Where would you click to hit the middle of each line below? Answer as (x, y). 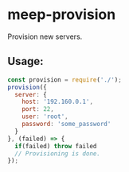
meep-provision (62, 15)
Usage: (26, 61)
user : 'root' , (45, 117)
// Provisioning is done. (58, 153)
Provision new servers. (45, 36)
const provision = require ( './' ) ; (65, 80)
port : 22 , (38, 109)
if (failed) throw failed (56, 146)
